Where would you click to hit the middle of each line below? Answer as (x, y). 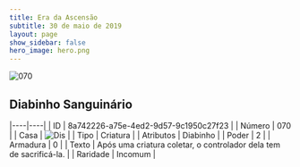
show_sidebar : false (48, 42)
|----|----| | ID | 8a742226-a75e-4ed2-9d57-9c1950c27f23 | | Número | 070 (150, 125)
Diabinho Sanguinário (71, 104)
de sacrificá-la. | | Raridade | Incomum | (83, 154)
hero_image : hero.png (50, 51)
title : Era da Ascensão (54, 17)
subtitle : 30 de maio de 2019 (66, 26)
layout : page (34, 34)
